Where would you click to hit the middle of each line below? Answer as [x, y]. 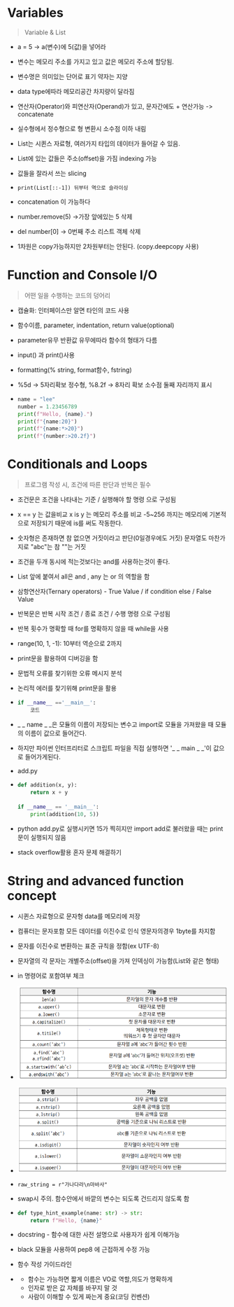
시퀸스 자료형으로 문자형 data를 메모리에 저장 [79, 916]
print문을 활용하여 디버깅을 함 [58, 658]
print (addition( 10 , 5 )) [65, 815]
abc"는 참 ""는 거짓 [60, 547]
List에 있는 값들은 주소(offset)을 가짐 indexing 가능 [87, 158]
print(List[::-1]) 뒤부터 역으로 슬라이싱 [73, 188]
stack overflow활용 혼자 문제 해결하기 [70, 852]
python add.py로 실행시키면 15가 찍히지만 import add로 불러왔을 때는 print [120, 829]
